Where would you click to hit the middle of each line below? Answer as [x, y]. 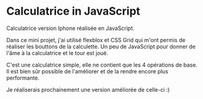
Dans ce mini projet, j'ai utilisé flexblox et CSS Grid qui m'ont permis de [96, 40]
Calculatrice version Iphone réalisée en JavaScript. [70, 28]
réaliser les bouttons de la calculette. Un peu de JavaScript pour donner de [101, 46]
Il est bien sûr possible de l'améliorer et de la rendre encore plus [87, 71]
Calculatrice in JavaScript [73, 11]
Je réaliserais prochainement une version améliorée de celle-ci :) [88, 89]
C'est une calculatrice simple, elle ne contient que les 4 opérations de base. [102, 65]
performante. [23, 78]
